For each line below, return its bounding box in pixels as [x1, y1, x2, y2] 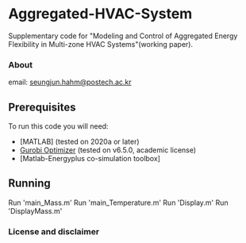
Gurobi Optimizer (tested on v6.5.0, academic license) [19, 145, 197, 155]
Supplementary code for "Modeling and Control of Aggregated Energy [8, 31, 238, 40]
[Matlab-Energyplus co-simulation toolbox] [19, 154, 161, 164]
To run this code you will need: [8, 121, 109, 131]
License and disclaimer [8, 226, 100, 237]
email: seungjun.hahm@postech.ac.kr [8, 77, 133, 87]
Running [8, 176, 52, 191]
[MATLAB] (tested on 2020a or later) [19, 137, 140, 147]
